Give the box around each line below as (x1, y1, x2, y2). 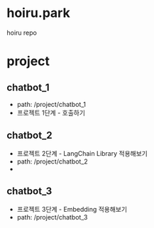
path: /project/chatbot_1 (16, 100, 87, 108)
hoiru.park (6, 5, 70, 21)
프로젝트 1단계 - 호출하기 (16, 108, 86, 117)
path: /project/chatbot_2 (16, 157, 88, 166)
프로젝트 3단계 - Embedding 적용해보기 (16, 205, 128, 213)
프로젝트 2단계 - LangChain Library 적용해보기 (16, 149, 148, 157)
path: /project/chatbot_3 (16, 212, 88, 221)
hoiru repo (6, 28, 37, 37)
